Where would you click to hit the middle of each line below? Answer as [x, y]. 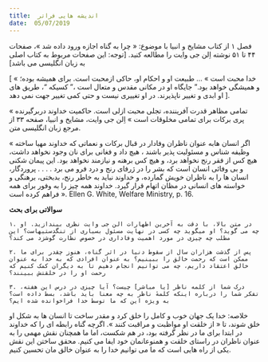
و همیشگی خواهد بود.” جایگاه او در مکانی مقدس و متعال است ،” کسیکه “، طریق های [134, 87]
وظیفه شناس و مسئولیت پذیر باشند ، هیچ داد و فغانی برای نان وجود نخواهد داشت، [130, 151]
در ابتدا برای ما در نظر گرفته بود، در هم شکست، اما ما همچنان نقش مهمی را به [126, 332]
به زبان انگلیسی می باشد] [47, 63]
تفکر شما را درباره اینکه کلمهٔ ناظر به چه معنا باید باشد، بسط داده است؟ [134, 293]
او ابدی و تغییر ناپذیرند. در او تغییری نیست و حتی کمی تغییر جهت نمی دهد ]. [120, 95]
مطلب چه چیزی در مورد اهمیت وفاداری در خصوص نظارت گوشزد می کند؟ [120, 238]
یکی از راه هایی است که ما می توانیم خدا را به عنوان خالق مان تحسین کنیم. [120, 349]
